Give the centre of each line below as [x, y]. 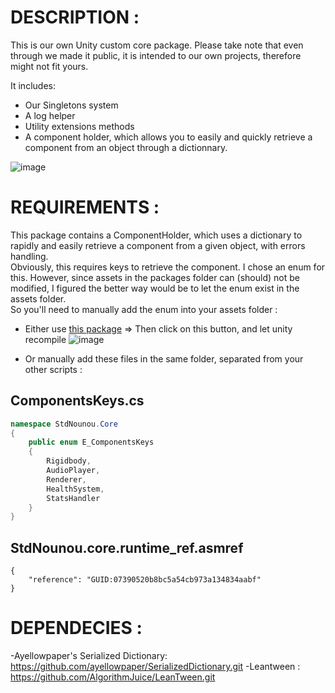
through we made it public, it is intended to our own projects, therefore [156, 55]
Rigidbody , [69, 461]
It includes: [33, 85]
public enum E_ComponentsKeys [91, 442]
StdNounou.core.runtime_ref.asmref [127, 547]
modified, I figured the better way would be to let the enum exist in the [155, 288]
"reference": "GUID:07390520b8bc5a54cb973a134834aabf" [145, 580]
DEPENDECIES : [76, 628]
